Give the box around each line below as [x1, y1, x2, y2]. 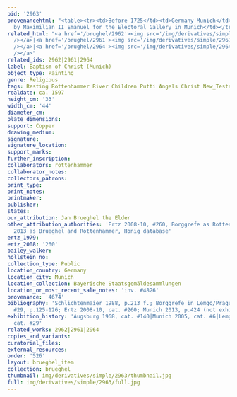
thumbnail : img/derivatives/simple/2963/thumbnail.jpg [7, 372, 172, 379]
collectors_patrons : [7, 175, 68, 182]
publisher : [7, 201, 39, 209]
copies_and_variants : [7, 333, 71, 340]
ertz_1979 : [7, 234, 39, 241]
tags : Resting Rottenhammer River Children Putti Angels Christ [7, 83, 200, 90]
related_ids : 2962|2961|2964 [7, 57, 93, 64]
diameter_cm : [7, 109, 46, 116]
